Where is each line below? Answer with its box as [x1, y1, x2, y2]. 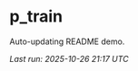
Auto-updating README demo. [9, 36, 125, 47]
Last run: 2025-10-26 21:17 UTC [9, 53, 129, 64]
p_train [9, 6, 64, 27]
